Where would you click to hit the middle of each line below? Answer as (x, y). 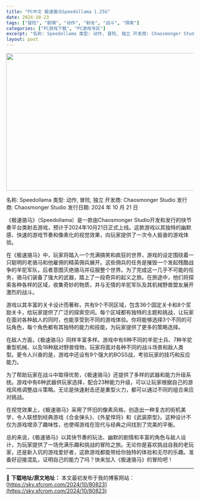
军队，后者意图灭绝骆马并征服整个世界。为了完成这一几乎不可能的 (107, 270)
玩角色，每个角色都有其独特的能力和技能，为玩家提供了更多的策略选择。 (95, 327)
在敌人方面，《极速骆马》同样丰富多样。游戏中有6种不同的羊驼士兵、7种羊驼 (99, 340)
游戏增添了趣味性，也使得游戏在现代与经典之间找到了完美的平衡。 (97, 424)
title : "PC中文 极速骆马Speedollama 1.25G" (58, 12)
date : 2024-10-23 (28, 17)
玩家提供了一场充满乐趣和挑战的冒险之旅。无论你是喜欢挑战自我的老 (105, 445)
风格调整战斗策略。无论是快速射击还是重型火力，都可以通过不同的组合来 (100, 390)
